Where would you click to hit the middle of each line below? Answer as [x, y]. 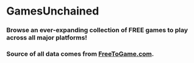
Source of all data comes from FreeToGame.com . [80, 54]
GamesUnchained [53, 11]
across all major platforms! [47, 38]
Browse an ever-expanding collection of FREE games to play [97, 30]
